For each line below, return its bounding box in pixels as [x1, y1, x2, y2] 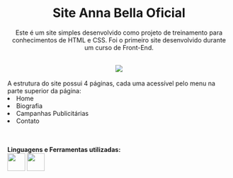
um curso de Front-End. [84, 43, 154, 52]
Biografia [16, 101, 43, 110]
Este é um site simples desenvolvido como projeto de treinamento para [15, 28, 223, 37]
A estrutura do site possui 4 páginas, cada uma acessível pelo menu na [7, 79, 216, 88]
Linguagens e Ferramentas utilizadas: [7, 145, 121, 153]
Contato [16, 117, 40, 125]
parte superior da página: [7, 86, 81, 95]
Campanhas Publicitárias [16, 109, 89, 117]
